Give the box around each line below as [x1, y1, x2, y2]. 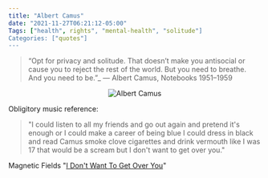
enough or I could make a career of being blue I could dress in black [27, 128, 254, 138]
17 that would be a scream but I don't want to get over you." [27, 145, 225, 155]
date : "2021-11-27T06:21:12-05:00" [8, 19, 128, 27]
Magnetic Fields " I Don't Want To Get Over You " [8, 161, 167, 171]
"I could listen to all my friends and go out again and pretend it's [27, 119, 241, 129]
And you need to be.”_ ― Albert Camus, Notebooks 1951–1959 [27, 73, 233, 83]
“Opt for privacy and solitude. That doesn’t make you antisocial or [27, 56, 246, 66]
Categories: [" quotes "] [8, 34, 88, 42]
